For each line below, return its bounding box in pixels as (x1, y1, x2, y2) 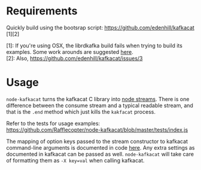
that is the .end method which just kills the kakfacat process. (6, 108, 156, 115)
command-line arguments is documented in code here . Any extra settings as (6, 144, 195, 151)
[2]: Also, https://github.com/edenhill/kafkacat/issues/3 (6, 54, 143, 62)
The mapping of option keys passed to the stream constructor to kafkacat (6, 138, 188, 145)
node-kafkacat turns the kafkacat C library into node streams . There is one (6, 95, 190, 102)
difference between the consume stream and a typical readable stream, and (6, 102, 193, 109)
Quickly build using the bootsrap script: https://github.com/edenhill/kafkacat (6, 24, 194, 31)
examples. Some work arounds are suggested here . (6, 48, 133, 55)
